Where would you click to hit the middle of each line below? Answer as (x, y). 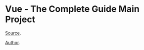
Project (20, 19)
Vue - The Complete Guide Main (72, 9)
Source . (13, 33)
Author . (13, 42)
